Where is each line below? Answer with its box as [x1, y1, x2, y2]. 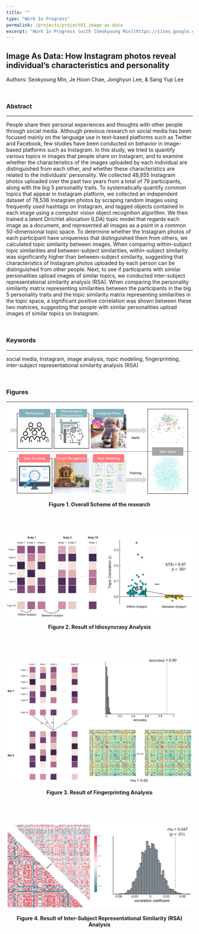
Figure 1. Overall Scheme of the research [48, 500, 151, 508]
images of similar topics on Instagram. [6, 310, 99, 317]
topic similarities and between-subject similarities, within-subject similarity [6, 247, 188, 254]
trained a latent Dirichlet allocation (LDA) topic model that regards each [6, 216, 179, 223]
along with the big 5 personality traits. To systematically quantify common [6, 184, 187, 191]
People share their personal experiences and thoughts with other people [6, 121, 183, 129]
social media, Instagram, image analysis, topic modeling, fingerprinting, [6, 355, 181, 362]
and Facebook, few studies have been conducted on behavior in [6, 140, 163, 147]
